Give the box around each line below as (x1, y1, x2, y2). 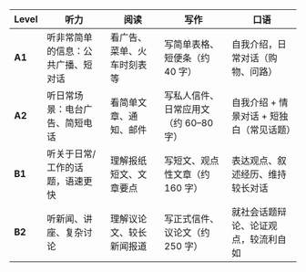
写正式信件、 (163, 213, 219, 225)
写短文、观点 (163, 154, 219, 167)
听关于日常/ (46, 148, 97, 160)
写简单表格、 (163, 38, 219, 50)
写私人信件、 (163, 89, 219, 101)
